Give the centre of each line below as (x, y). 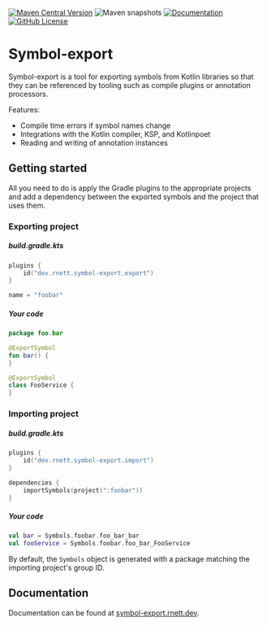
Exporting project (43, 226)
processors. (28, 94)
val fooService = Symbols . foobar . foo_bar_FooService (99, 544)
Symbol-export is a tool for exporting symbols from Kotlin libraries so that (131, 77)
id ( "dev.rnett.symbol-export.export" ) (88, 273)
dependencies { (34, 483)
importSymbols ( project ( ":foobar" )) (83, 490)
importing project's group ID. (56, 568)
